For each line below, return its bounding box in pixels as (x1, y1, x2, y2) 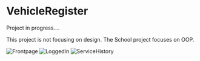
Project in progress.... (6, 24, 60, 31)
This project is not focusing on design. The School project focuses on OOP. (6, 36, 195, 43)
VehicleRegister (6, 4, 88, 18)
